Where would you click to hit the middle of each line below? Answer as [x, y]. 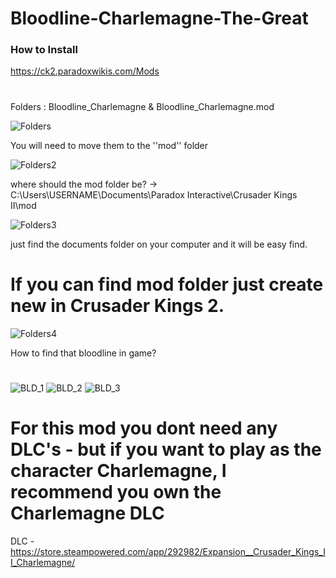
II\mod [23, 205]
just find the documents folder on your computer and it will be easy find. [159, 244]
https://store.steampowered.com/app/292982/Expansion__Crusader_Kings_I [168, 551]
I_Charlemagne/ [43, 562]
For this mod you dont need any [144, 428]
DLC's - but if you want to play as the [166, 449]
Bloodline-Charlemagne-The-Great [159, 18]
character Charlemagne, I [118, 470]
